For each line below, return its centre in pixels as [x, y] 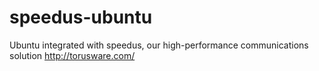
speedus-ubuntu [81, 17]
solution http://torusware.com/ [72, 55]
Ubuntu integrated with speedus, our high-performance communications [159, 45]
